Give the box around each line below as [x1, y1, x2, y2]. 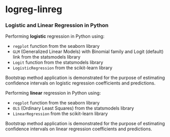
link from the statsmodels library [12, 54, 80, 60]
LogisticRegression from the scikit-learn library [12, 65, 113, 71]
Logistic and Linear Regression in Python [5, 22, 108, 29]
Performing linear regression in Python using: [5, 90, 101, 96]
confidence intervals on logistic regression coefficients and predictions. [5, 80, 156, 86]
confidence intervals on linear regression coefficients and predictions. [5, 126, 153, 132]
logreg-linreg [5, 4, 63, 15]
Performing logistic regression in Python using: [5, 33, 105, 39]
